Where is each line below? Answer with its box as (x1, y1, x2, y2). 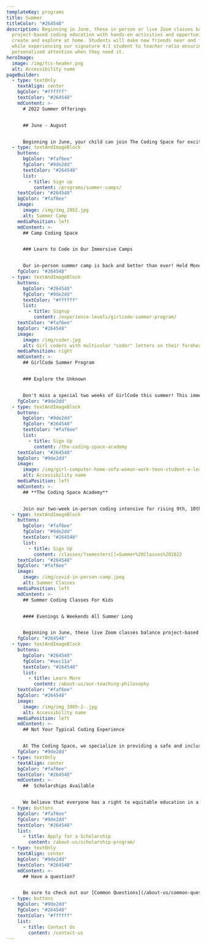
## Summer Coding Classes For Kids (22, 597, 114, 603)
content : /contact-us (28, 930, 84, 936)
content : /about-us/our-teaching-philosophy (33, 681, 150, 687)
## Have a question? (22, 873, 75, 879)
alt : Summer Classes (22, 580, 75, 586)
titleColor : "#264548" (6, 20, 64, 26)
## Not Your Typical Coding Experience (22, 727, 124, 733)
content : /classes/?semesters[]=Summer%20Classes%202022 (33, 551, 183, 558)
